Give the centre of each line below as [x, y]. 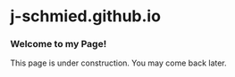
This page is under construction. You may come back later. [118, 63]
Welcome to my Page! [59, 44]
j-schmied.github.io [86, 16]
